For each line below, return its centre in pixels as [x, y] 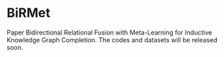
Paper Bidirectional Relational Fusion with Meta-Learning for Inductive [110, 32]
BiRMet [29, 13]
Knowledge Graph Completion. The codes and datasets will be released [112, 39]
